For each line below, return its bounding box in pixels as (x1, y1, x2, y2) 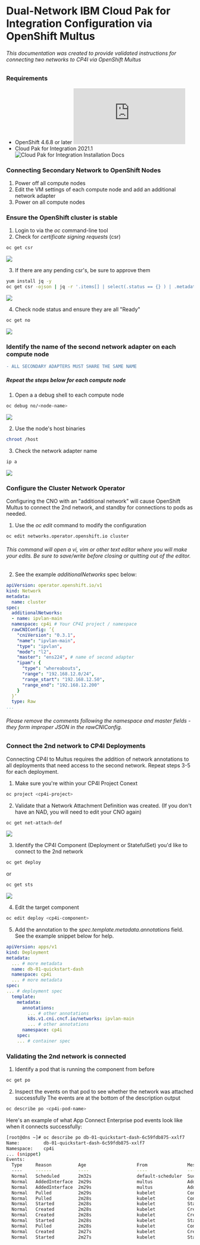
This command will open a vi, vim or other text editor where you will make (6, 546, 187, 553)
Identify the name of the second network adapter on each (6, 343, 177, 351)
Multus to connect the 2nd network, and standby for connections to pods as (6, 503, 193, 511)
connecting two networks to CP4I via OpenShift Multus (6, 55, 142, 63)
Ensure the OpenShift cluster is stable (6, 213, 118, 222)
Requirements (6, 74, 48, 83)
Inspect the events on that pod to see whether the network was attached (14, 1088, 193, 1095)
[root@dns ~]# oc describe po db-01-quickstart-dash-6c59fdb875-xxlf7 (6, 1134, 185, 1140)
